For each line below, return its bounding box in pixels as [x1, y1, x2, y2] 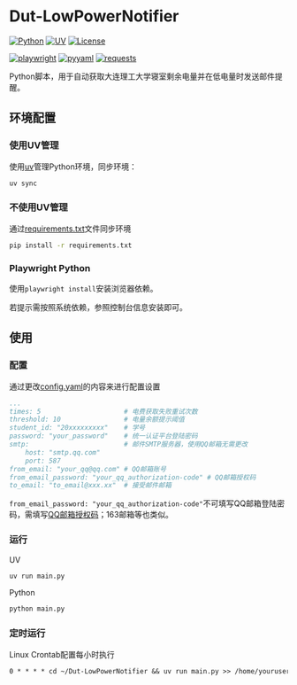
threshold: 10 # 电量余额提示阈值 [9, 415, 186, 424]
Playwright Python [9, 261, 91, 274]
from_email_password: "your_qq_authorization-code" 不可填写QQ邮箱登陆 [9, 498, 278, 509]
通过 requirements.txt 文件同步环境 [9, 223, 132, 234]
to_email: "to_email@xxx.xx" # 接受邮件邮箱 [9, 481, 172, 490]
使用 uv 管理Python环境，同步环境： [9, 161, 137, 172]
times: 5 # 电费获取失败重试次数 [9, 407, 198, 416]
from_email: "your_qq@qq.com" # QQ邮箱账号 [9, 464, 166, 473]
